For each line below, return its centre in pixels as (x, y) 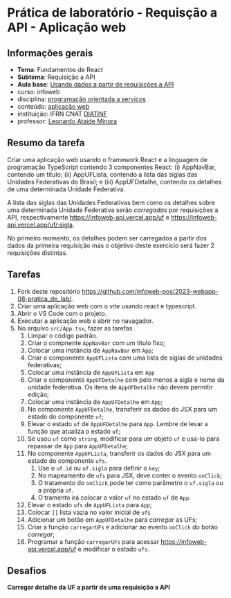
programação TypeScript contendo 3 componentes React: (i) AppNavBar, (112, 167)
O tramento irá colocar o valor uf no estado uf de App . (114, 498)
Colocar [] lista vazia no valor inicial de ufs (89, 512)
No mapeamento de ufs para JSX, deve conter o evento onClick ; (130, 475)
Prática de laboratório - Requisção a (112, 13)
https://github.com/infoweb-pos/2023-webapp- (150, 291)
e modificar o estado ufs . (114, 549)
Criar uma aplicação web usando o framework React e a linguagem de (107, 159)
